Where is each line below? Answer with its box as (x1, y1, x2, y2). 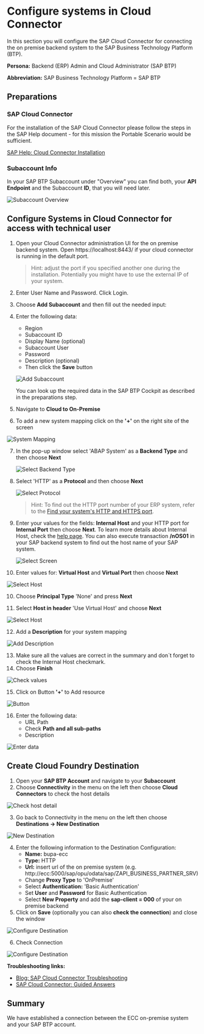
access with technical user (7, 223, 111, 234)
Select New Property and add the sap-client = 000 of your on (24, 896, 182, 903)
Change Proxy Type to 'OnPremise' (24, 876, 114, 883)
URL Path (24, 718, 49, 725)
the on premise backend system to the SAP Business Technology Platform (7, 44, 194, 51)
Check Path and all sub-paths (24, 725, 101, 732)
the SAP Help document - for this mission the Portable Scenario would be (7, 130, 191, 138)
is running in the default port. (15, 252, 89, 260)
